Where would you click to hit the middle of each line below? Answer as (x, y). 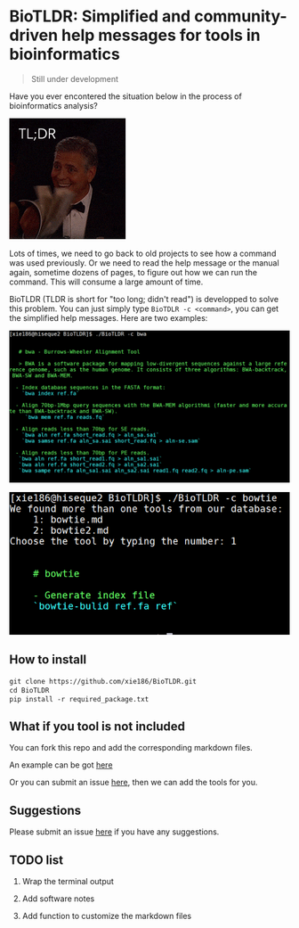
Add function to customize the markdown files (107, 916)
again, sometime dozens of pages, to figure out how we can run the (133, 272)
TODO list (36, 860)
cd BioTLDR (29, 690)
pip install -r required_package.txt (79, 699)
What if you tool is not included (97, 726)
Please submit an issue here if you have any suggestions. (114, 832)
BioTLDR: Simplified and (100, 16)
